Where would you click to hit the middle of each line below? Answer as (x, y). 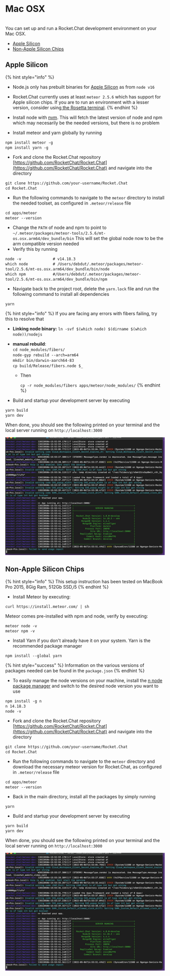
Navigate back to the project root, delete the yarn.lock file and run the (86, 289)
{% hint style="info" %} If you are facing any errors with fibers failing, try (81, 313)
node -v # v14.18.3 (40, 259)
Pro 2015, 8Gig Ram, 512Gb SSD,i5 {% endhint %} (57, 587)
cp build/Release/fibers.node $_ (48, 366)
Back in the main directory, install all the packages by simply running (84, 796)
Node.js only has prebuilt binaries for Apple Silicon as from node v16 (83, 87)
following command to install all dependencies (61, 294)
